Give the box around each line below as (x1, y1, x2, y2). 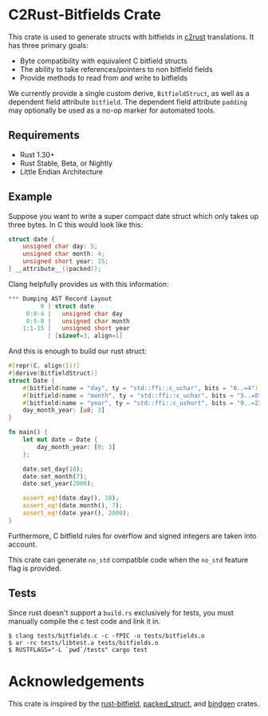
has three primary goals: (8, 40, 89, 50)
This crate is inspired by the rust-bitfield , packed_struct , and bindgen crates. (8, 698, 260, 708)
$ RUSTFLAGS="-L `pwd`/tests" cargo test (8, 646, 148, 654)
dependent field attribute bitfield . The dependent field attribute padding (8, 97, 248, 106)
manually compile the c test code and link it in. (8, 616, 161, 626)
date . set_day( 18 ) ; (22, 465, 84, 473)
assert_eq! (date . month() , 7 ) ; (22, 502, 124, 510)
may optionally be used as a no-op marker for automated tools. (8, 105, 215, 115)
